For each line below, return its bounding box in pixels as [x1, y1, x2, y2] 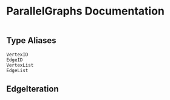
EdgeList [6, 67, 29, 73]
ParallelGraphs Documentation [6, 4, 165, 18]
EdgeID [6, 56, 23, 63]
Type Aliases [6, 35, 56, 46]
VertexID [6, 52, 29, 58]
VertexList [6, 62, 34, 68]
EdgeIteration [6, 84, 59, 95]
